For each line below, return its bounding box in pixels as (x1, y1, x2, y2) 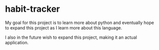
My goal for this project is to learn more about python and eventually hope (5, 20, 155, 25)
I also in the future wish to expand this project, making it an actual (5, 34, 138, 40)
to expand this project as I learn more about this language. (5, 25, 122, 30)
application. (5, 39, 29, 45)
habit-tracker (5, 3, 60, 15)
